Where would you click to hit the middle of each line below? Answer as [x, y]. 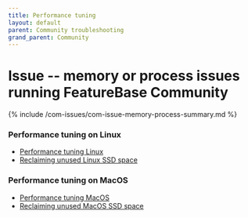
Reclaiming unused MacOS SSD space [81, 205]
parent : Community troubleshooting [66, 30]
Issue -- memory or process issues [124, 76]
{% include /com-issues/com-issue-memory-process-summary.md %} [123, 114]
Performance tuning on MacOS [68, 180]
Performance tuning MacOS [64, 198]
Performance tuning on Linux [65, 135]
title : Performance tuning [52, 15]
